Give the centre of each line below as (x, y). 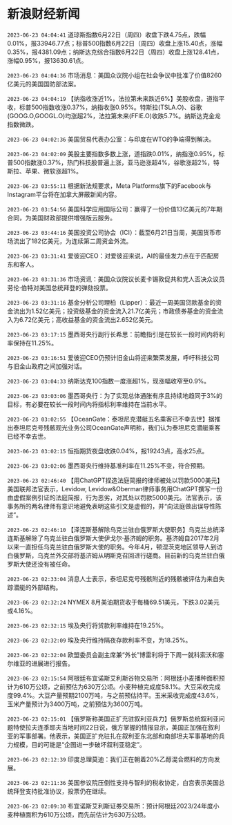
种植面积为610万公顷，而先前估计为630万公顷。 (81, 814)
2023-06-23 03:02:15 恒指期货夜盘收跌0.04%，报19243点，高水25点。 (108, 451)
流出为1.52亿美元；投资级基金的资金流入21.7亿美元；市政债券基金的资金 (115, 311)
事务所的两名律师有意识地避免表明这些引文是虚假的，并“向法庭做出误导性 (112, 506)
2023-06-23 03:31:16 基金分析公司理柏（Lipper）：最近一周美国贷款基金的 (112, 302)
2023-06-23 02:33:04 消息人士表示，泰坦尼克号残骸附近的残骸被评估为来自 (113, 578)
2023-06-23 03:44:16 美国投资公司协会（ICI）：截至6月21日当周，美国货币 (111, 232)
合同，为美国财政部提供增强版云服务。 (61, 218)
